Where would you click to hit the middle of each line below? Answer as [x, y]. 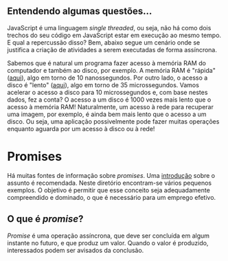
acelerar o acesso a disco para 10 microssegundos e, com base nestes [107, 92]
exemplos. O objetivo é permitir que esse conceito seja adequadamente [109, 190]
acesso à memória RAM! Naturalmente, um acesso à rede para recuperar [111, 106]
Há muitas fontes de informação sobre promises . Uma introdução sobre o [111, 175]
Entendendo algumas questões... [80, 11]
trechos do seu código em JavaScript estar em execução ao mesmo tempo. [114, 35]
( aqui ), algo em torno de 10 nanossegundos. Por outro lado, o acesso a [107, 78]
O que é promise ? [45, 219]
